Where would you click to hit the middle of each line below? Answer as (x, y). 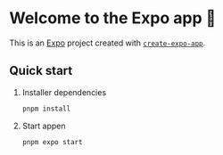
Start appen (44, 126)
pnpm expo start (52, 142)
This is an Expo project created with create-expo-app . (107, 43)
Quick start (41, 71)
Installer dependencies (64, 92)
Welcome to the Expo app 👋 (113, 18)
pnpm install (46, 109)
